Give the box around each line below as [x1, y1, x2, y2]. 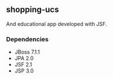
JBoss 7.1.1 [14, 48, 40, 55]
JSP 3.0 [14, 67, 34, 74]
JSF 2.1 [14, 61, 32, 68]
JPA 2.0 [14, 55, 34, 62]
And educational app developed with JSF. [6, 20, 107, 27]
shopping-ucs [6, 5, 59, 15]
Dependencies [6, 35, 49, 43]
